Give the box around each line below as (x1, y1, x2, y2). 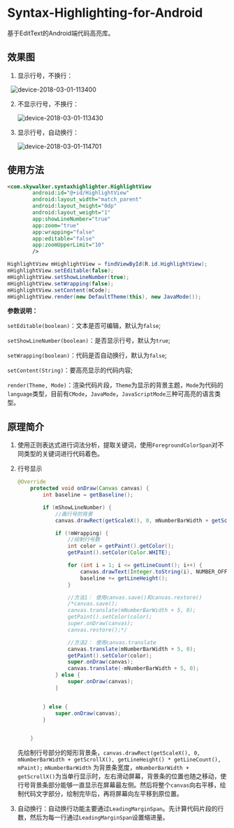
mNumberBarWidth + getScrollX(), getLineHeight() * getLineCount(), (17, 757, 221, 764)
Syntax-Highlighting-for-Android (7, 5, 203, 21)
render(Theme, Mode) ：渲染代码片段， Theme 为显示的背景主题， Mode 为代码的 (7, 381, 224, 390)
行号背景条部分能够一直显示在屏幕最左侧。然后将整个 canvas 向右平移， (17, 781, 220, 790)
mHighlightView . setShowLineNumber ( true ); (7, 273, 130, 280)
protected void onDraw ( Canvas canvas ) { (30, 485, 149, 492)
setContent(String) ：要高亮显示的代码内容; (7, 366, 133, 375)
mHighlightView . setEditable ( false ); (7, 267, 114, 274)
